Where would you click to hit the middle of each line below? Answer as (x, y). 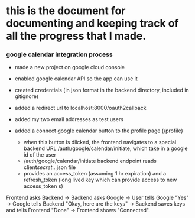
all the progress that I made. (76, 36)
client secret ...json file (50, 167)
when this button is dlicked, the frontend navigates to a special (100, 142)
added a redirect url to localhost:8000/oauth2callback (80, 108)
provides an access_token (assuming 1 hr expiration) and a (95, 174)
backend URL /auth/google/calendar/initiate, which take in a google (105, 148)
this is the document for (66, 11)
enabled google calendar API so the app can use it (76, 79)
